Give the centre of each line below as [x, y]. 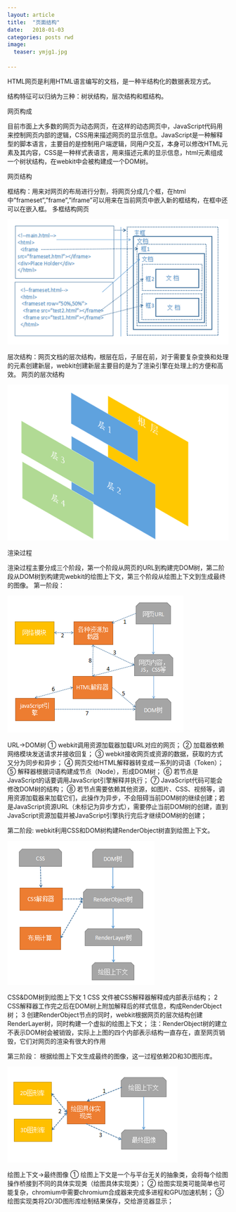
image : [17, 45]
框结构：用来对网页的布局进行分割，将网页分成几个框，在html [97, 191]
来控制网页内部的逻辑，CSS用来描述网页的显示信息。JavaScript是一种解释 [115, 135]
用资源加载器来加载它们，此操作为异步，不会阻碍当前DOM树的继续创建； [113, 798]
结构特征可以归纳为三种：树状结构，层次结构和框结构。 [87, 96]
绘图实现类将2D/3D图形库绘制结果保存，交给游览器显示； [90, 1201]
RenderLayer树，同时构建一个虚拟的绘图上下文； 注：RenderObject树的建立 [117, 1024]
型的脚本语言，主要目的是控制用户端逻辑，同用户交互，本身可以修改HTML [115, 144]
